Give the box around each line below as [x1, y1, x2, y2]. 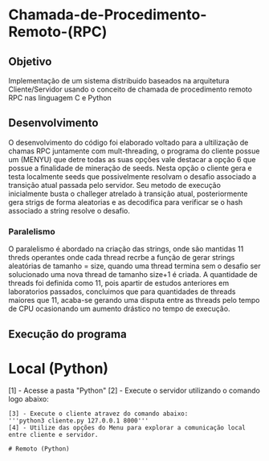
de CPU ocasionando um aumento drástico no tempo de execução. [8, 304, 230, 314]
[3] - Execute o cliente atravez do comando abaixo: [8, 410, 189, 418]
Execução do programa [8, 327, 127, 341]
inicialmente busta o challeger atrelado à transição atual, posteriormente [8, 189, 248, 198]
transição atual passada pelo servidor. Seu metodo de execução [8, 180, 221, 190]
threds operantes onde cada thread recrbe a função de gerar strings [8, 253, 235, 263]
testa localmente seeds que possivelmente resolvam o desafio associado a [8, 171, 257, 182]
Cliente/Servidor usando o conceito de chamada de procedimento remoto [8, 84, 253, 94]
